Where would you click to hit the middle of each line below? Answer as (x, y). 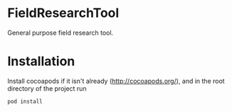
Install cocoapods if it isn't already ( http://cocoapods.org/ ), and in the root (116, 81)
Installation (41, 61)
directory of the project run (47, 88)
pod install (25, 101)
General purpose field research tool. (60, 33)
